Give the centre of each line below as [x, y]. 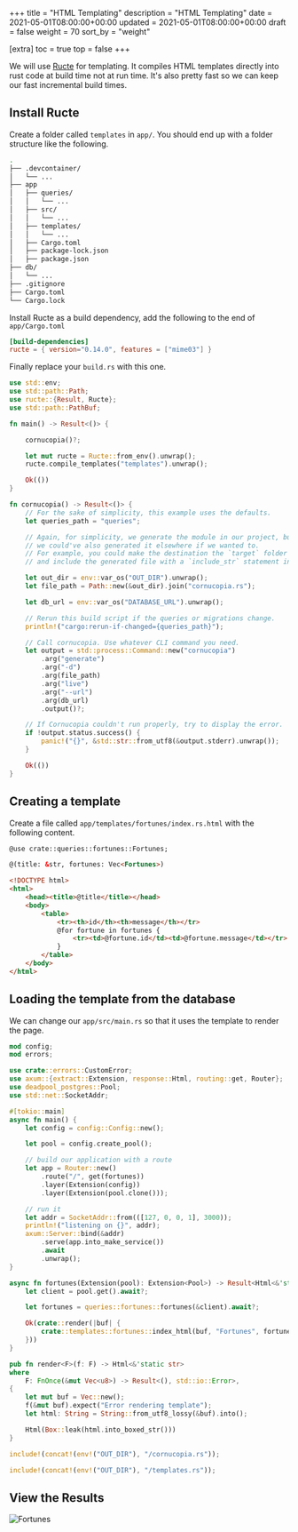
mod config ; [31, 1046]
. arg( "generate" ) [73, 659]
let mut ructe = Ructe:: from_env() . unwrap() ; [111, 456]
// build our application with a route [99, 1160]
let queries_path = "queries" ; [83, 521]
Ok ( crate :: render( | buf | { [73, 1323]
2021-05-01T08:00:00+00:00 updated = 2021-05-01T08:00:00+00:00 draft [148, 22]
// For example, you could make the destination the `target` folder [157, 554]
